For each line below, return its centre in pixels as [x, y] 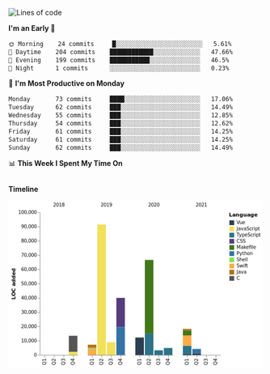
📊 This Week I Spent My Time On [65, 163]
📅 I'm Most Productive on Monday [67, 83]
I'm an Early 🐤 [32, 28]
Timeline [23, 189]
